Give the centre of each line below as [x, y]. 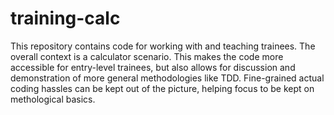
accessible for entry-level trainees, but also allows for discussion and [153, 67]
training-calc [65, 18]
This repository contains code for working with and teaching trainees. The [163, 46]
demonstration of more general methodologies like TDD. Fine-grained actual [167, 78]
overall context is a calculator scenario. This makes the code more [147, 56]
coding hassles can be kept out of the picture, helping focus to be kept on [162, 88]
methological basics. [53, 99]
